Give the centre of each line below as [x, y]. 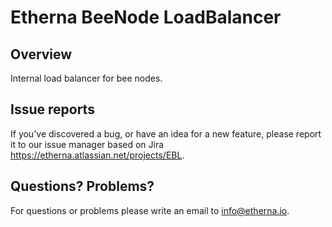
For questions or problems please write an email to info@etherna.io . [150, 210]
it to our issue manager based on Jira [87, 144]
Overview [41, 54]
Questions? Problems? [82, 186]
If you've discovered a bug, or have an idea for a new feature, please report [166, 133]
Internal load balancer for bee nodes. [86, 78]
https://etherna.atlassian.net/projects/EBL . [97, 155]
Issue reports [52, 109]
